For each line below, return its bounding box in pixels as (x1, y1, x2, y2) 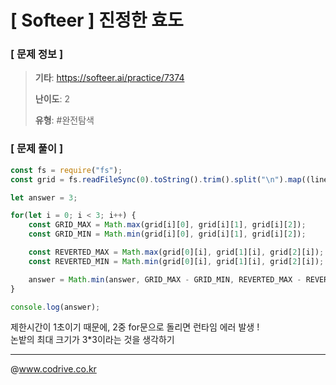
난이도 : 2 (34, 93, 70, 105)
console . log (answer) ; (10, 302, 101, 312)
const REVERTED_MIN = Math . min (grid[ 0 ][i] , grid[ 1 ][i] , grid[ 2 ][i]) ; (28, 256, 325, 266)
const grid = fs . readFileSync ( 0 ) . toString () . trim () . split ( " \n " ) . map (10, 174, 302, 185)
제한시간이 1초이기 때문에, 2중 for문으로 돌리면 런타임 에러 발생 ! (10, 321, 260, 333)
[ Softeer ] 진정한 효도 (10, 9, 184, 32)
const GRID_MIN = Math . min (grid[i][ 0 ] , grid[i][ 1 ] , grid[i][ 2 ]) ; (28, 229, 307, 240)
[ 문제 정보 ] (10, 47, 64, 61)
